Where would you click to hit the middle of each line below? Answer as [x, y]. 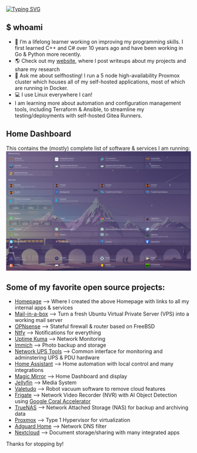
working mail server [38, 320]
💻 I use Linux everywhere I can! [53, 95]
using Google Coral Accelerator [52, 401]
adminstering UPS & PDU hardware [57, 358]
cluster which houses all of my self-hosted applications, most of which [100, 82]
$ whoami [24, 27]
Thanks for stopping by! [35, 444]
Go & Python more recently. [48, 54]
